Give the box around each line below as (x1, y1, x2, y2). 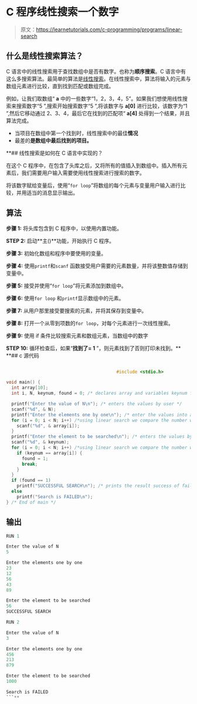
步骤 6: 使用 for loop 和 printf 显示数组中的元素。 (6, 295, 124, 302)
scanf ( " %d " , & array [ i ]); (16, 423, 80, 429)
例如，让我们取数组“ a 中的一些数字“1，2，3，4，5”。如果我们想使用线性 (6, 95, 183, 102)
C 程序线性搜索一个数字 (6, 5, 119, 19)
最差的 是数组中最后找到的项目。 (14, 136, 92, 144)
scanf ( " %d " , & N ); (11, 406, 57, 412)
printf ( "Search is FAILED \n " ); (16, 493, 93, 500)
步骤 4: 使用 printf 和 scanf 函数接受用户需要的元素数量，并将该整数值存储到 (6, 262, 189, 269)
